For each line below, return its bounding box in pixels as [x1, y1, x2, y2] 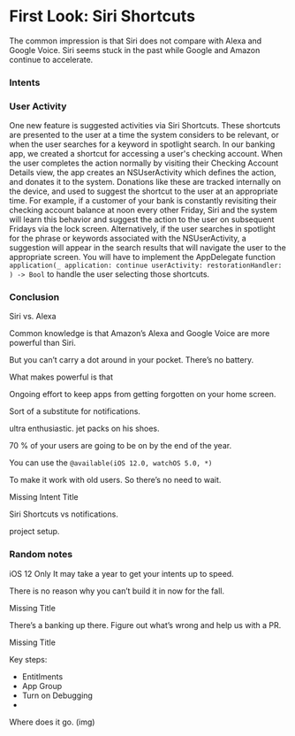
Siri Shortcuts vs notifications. [9, 509, 119, 519]
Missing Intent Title [9, 492, 79, 502]
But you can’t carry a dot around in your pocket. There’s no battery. [9, 355, 254, 365]
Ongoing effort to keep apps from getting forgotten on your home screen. [9, 389, 276, 400]
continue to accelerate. [9, 54, 94, 65]
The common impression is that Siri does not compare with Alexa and [9, 35, 262, 46]
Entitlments [21, 671, 64, 682]
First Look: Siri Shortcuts [9, 6, 196, 27]
